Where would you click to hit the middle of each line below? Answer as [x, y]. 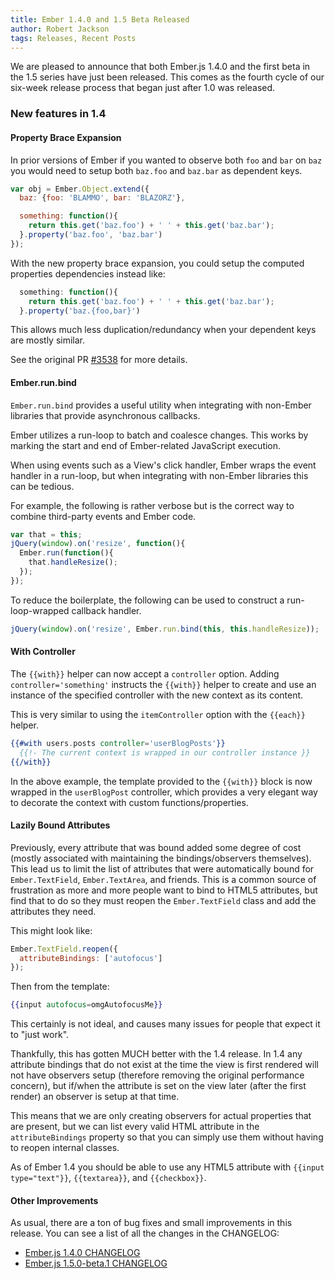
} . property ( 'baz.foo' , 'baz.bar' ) [91, 235]
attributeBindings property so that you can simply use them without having [167, 1137]
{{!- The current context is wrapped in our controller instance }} [165, 752]
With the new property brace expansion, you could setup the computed [157, 263]
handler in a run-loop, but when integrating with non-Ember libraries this [159, 475]
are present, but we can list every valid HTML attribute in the [135, 1127]
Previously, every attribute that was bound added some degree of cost [156, 847]
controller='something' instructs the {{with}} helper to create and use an [163, 684]
